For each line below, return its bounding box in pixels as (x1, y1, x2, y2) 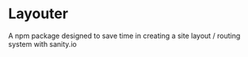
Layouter (8, 5, 69, 23)
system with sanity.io (8, 39, 77, 48)
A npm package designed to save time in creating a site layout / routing (8, 31, 241, 40)
